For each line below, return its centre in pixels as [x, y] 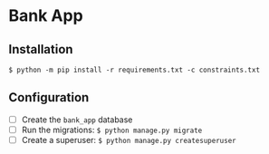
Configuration [49, 97]
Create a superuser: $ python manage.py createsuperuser [129, 140]
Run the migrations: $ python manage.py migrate [112, 130]
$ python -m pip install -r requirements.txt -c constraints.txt [134, 70]
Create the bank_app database [77, 120]
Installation [41, 49]
